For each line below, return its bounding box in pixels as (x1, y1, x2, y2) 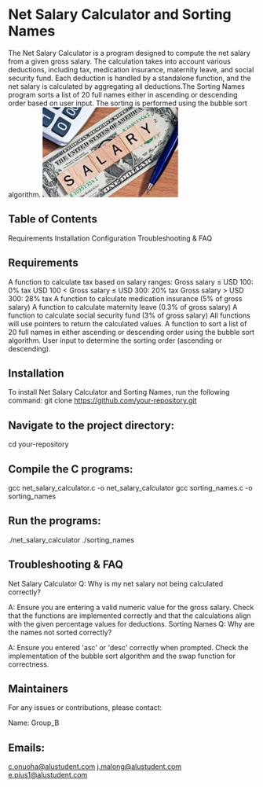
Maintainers (8, 682, 69, 696)
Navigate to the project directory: (8, 418, 175, 432)
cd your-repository (8, 439, 69, 449)
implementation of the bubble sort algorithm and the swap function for (8, 651, 236, 660)
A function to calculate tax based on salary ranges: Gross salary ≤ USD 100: (8, 277, 254, 286)
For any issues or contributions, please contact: (8, 703, 163, 712)
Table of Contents (8, 212, 98, 226)
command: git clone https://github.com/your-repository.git (8, 395, 197, 406)
